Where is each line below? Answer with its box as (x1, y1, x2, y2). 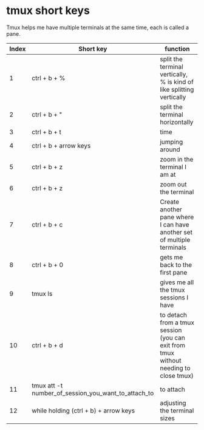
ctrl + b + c (32, 220, 63, 228)
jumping (160, 137, 183, 146)
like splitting (160, 85, 194, 94)
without (160, 356, 182, 364)
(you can (160, 333, 185, 342)
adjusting (160, 398, 186, 407)
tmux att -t (32, 381, 63, 389)
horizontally (160, 118, 194, 126)
